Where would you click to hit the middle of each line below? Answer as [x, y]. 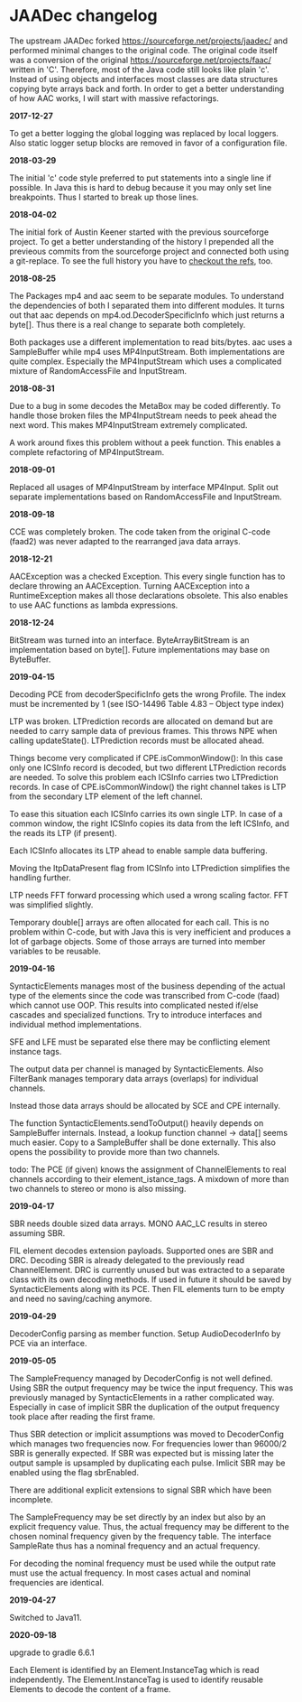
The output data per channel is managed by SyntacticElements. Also [137, 1069]
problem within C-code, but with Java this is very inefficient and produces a [150, 932]
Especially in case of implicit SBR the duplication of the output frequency [145, 1407]
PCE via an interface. [48, 1343]
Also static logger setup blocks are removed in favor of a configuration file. [148, 143]
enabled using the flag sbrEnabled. [74, 1472]
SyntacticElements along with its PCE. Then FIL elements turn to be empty [147, 1288]
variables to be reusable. [55, 951]
